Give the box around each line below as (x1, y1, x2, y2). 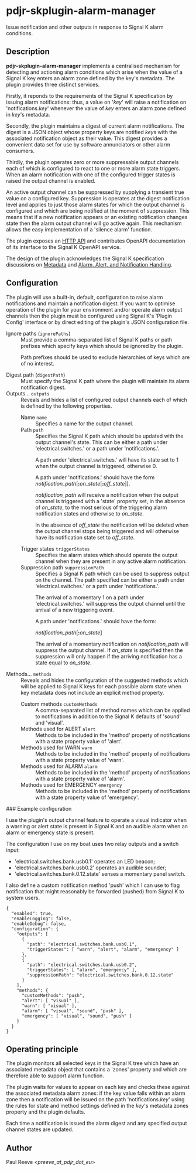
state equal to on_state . (35, 659, 92, 666)
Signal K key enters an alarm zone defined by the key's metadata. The (6, 74, 175, 81)
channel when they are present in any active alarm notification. (35, 558, 187, 565)
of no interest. (20, 360, 54, 367)
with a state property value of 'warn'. (35, 756, 125, 763)
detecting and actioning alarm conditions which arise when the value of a (6, 69, 183, 76)
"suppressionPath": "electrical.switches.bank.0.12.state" (27, 972, 174, 978)
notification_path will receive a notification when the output (35, 491, 178, 499)
